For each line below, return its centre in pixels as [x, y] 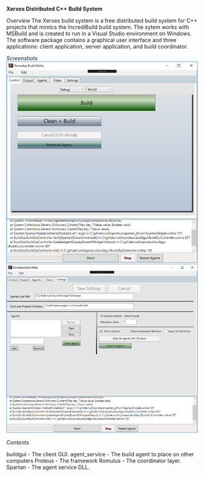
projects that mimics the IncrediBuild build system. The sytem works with [98, 27]
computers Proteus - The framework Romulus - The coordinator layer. [94, 461]
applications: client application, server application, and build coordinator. [97, 46]
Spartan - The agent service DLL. [48, 467]
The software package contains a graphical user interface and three [91, 40]
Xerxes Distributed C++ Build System [54, 9]
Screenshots [22, 58]
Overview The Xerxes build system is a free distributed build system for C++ [102, 20]
